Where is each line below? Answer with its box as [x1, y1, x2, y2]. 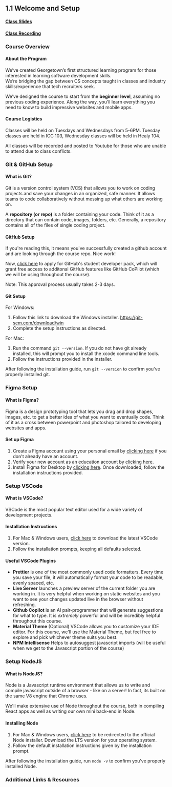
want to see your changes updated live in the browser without [12, 596, 143, 603]
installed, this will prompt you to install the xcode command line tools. [12, 350, 160, 357]
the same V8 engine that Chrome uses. [5, 693, 88, 699]
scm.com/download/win [12, 320, 64, 326]
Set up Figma [5, 437, 34, 443]
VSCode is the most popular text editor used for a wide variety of [5, 506, 143, 512]
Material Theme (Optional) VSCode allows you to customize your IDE [12, 624, 159, 630]
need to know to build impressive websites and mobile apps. [5, 104, 133, 110]
